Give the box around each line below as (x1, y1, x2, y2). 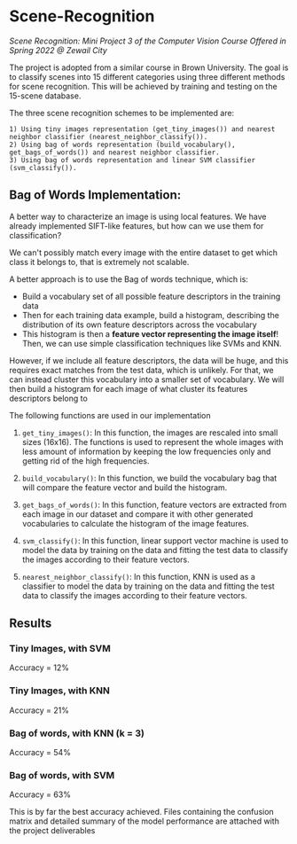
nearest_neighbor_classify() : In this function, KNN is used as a (21, 571, 255, 582)
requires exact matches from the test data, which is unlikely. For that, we (9, 364, 274, 375)
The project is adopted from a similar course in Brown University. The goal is (9, 62, 289, 73)
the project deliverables (9, 825, 96, 836)
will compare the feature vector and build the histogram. (21, 481, 228, 493)
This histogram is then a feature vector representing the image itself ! (21, 328, 279, 339)
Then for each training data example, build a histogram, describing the (21, 309, 279, 320)
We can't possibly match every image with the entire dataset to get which (9, 246, 277, 258)
